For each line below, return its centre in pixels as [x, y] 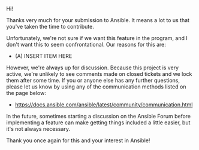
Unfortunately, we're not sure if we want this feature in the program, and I [97, 38]
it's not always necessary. [38, 129]
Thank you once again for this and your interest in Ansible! [78, 140]
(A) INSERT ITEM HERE [43, 56]
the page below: [26, 93]
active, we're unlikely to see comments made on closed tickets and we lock [99, 74]
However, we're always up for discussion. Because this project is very [92, 68]
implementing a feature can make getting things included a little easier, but [98, 123]
